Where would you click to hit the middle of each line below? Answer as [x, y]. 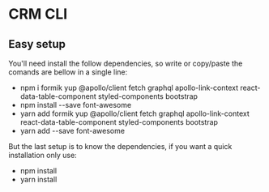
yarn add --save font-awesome [73, 131]
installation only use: [43, 155]
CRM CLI [38, 14]
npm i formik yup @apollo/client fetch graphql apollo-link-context [129, 87]
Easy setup [37, 44]
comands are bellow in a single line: [68, 72]
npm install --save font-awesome [76, 105]
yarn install [38, 179]
